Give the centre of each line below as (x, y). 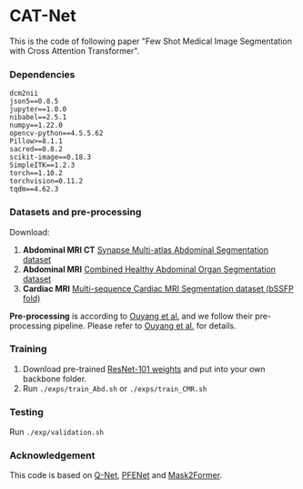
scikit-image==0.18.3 (50, 157)
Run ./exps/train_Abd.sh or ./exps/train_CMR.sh (115, 388)
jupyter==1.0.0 (38, 109)
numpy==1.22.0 (36, 125)
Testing (26, 411)
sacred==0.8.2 (36, 150)
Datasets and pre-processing (76, 213)
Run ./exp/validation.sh (57, 432)
